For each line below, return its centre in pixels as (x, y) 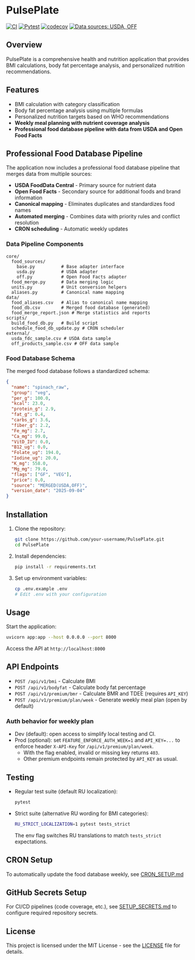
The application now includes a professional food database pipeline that (93, 168)
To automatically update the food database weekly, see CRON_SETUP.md (95, 874)
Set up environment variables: (51, 578)
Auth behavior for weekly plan (50, 721)
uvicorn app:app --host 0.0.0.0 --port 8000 (61, 637)
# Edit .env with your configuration (61, 594)
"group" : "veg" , (31, 393)
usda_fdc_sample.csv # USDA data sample (61, 338)
